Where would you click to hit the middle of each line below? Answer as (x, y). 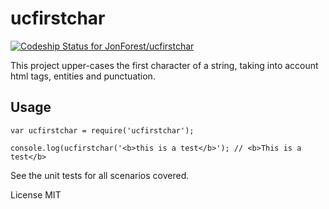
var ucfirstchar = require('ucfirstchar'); (102, 130)
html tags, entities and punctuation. (83, 76)
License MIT (36, 194)
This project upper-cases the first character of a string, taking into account (164, 65)
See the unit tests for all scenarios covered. (100, 175)
